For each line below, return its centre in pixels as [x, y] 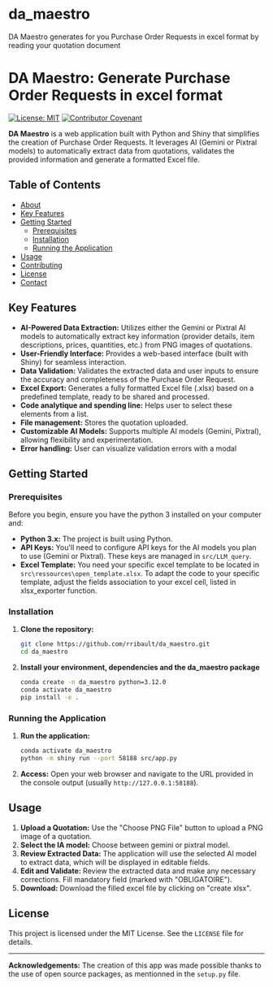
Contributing [41, 265]
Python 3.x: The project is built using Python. [96, 539]
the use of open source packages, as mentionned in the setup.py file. [125, 974]
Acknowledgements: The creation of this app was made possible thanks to [135, 965]
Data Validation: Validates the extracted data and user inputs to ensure [139, 370]
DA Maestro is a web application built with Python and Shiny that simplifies [134, 133]
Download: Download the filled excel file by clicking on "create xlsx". [136, 888]
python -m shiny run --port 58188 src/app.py [98, 759]
